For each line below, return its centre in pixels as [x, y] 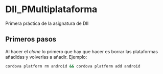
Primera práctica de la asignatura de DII [47, 23]
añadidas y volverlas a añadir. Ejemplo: [46, 57]
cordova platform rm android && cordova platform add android [73, 66]
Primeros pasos [31, 39]
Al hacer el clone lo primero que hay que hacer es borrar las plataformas [82, 51]
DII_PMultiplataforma [51, 9]
